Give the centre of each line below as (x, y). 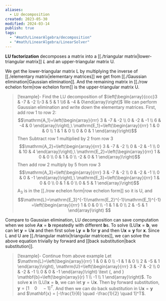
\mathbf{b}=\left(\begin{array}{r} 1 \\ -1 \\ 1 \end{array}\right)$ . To (84, 277)
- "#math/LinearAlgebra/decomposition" (51, 38)
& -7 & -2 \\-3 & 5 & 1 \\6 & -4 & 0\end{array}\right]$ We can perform (87, 102)
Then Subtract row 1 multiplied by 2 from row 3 (65, 138)
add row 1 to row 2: (37, 112)
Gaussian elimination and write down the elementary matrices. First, (86, 107)
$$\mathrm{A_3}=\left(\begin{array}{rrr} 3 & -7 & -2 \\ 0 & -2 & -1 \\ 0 (89, 172)
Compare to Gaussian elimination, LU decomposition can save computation (82, 220)
